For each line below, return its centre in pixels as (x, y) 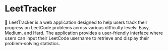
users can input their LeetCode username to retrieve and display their (77, 38)
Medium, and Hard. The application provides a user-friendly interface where (84, 33)
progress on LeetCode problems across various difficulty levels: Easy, (77, 27)
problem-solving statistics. (32, 43)
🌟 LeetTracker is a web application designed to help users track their (76, 22)
